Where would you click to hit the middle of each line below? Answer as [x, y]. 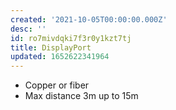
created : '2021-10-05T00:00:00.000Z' [89, 19]
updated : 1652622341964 [60, 57]
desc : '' [28, 29]
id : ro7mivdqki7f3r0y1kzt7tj [71, 38]
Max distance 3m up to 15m [81, 96]
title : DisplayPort [51, 47]
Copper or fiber [57, 85]
